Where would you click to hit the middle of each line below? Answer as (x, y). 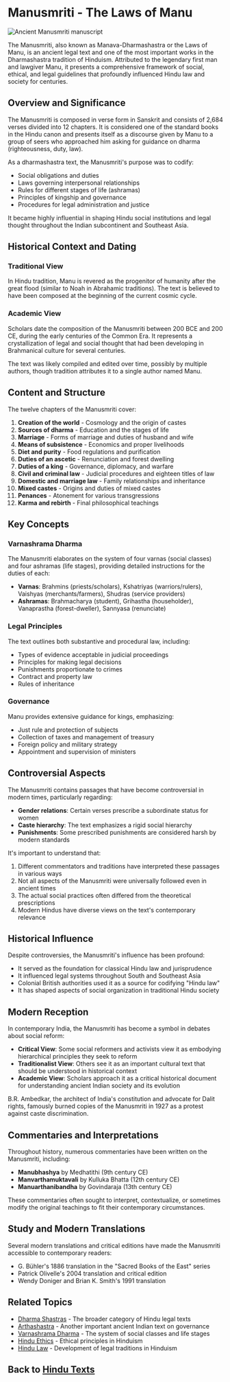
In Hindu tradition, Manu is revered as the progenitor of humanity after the (112, 281)
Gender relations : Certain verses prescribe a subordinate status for (113, 810)
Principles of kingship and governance (72, 197)
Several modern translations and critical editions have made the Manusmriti (114, 1245)
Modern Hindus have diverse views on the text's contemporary (106, 910)
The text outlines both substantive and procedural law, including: (99, 641)
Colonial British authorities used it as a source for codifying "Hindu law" (119, 983)
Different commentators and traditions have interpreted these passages (118, 866)
